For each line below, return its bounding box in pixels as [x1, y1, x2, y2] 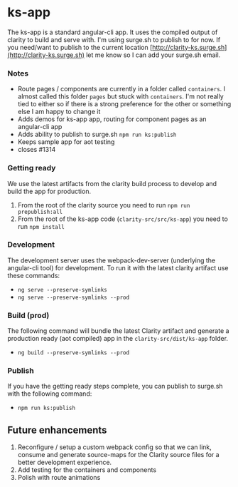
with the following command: [7, 389, 92, 398]
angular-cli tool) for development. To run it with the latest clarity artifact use [7, 263, 229, 272]
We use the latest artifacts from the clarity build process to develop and [7, 179, 217, 188]
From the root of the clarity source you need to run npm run [17, 200, 190, 209]
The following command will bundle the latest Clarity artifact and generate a [7, 327, 229, 335]
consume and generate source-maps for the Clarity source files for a [17, 451, 220, 459]
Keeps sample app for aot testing [17, 138, 115, 146]
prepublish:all [17, 208, 63, 215]
